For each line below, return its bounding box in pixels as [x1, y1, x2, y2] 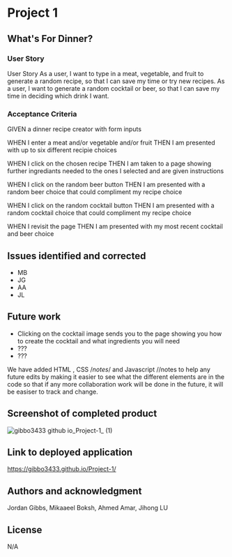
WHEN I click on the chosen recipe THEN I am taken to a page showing [7, 159, 212, 168]
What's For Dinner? [7, 33, 93, 45]
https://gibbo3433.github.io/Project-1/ [7, 465, 116, 473]
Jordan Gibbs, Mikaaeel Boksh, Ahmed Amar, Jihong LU [7, 504, 169, 512]
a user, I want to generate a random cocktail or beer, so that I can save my [7, 84, 220, 92]
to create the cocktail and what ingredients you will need [17, 336, 180, 345]
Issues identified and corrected [7, 250, 146, 262]
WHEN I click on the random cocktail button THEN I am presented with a [7, 201, 215, 210]
